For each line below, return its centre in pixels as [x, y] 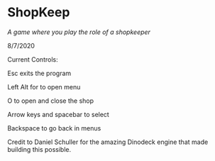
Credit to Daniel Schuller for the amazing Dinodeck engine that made [108, 142]
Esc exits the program [39, 73]
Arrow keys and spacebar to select [59, 114]
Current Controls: [33, 59]
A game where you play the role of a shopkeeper [79, 32]
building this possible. [39, 149]
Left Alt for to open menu [44, 87]
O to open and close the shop [51, 101]
